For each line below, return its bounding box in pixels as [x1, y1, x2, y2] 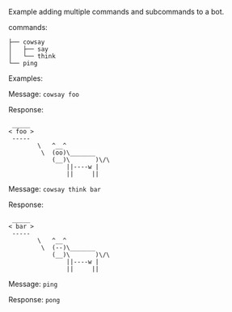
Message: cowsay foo [8, 89, 79, 99]
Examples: [8, 74, 43, 83]
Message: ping [8, 279, 58, 289]
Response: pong [8, 295, 61, 304]
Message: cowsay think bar [8, 184, 101, 193]
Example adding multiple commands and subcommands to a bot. [8, 7, 225, 16]
